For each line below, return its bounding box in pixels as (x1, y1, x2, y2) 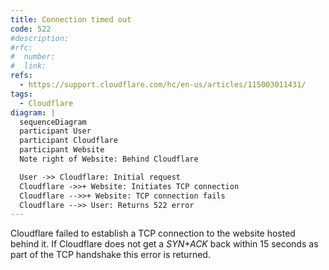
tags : (10, 89, 33, 99)
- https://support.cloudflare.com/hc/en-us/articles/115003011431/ (19, 80, 307, 90)
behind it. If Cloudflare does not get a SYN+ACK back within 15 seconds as (10, 238, 319, 250)
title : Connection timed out (10, 14, 132, 25)
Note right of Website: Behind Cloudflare (19, 154, 199, 164)
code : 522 (10, 24, 52, 34)
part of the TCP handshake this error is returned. (10, 249, 211, 261)
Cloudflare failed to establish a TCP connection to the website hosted (10, 227, 296, 240)
